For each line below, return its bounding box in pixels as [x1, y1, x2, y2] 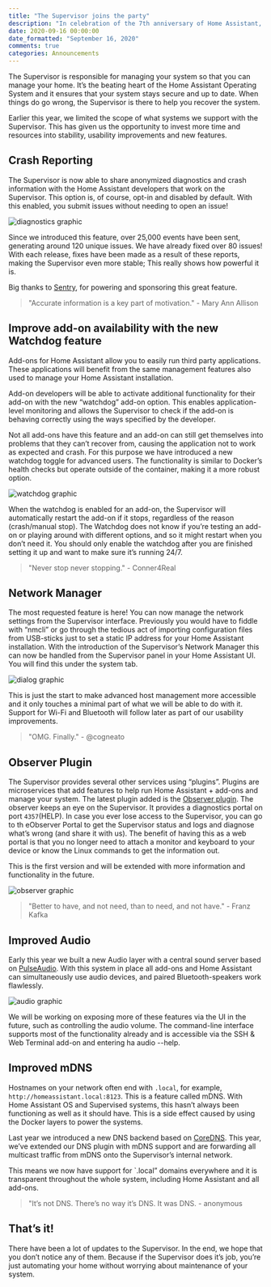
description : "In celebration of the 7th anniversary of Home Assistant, [8, 19, 263, 28]
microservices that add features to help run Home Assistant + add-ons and [8, 785, 259, 795]
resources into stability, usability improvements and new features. [8, 130, 228, 140]
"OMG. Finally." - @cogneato [28, 732, 125, 742]
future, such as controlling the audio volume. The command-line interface [8, 1021, 255, 1031]
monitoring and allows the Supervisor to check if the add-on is [25, 405, 235, 415]
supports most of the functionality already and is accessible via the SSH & [8, 1029, 256, 1039]
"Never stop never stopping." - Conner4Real [28, 563, 176, 573]
